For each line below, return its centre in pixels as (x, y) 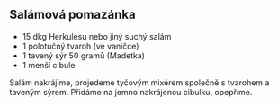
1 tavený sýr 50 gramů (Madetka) (84, 55)
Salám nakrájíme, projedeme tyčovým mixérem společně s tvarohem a (139, 82)
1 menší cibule (49, 65)
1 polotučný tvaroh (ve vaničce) (81, 46)
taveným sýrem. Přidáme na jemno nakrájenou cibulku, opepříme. (131, 92)
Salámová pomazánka (73, 15)
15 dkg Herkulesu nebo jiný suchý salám (97, 36)
